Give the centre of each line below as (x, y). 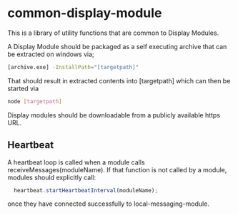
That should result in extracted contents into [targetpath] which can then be (119, 80)
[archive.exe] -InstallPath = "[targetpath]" (73, 67)
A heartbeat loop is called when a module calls (76, 162)
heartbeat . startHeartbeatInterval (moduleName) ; (86, 190)
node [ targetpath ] (35, 101)
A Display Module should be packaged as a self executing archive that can (117, 46)
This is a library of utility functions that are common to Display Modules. (113, 33)
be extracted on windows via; (51, 54)
